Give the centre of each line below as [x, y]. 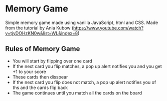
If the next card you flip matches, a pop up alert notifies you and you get [87, 66]
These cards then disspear [40, 77]
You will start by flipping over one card [52, 61]
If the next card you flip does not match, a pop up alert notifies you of [84, 82]
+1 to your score [29, 71]
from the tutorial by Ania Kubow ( [39, 27]
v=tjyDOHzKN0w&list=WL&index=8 [42, 33]
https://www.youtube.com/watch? [109, 27]
